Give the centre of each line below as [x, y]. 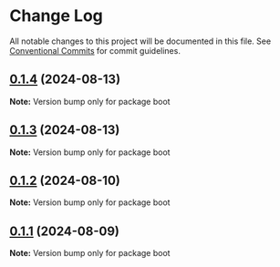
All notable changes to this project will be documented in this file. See [140, 41]
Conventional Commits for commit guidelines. [95, 50]
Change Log [56, 16]
